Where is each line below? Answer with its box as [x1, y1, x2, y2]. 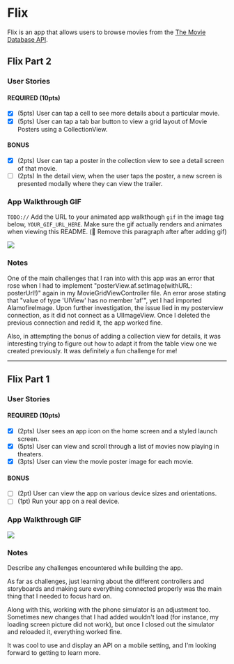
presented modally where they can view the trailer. [17, 179, 163, 187]
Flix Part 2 [7, 56, 52, 68]
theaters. [17, 450, 44, 458]
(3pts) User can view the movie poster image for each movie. [17, 458, 194, 466]
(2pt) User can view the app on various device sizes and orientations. [17, 489, 217, 497]
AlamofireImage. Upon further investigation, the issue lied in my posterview [7, 303, 224, 311]
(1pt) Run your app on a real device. [17, 497, 120, 506]
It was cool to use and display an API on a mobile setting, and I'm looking [7, 641, 217, 649]
